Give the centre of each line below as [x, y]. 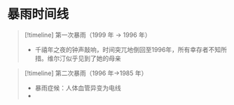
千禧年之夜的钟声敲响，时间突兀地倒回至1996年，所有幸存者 [122, 49]
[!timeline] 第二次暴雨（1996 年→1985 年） [86, 73]
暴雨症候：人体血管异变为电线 [78, 88]
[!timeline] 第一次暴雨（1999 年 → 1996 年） [88, 35]
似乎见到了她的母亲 [93, 58]
